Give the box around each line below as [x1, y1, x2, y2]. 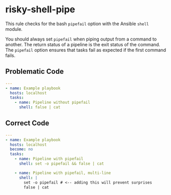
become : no [10, 147, 33, 152]
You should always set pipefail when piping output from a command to [5, 36, 157, 42]
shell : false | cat [18, 105, 60, 110]
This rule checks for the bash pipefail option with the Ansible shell [5, 21, 149, 27]
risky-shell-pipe [5, 4, 75, 15]
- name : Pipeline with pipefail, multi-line [14, 170, 111, 175]
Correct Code [5, 119, 50, 128]
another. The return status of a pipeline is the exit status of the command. [5, 41, 160, 47]
